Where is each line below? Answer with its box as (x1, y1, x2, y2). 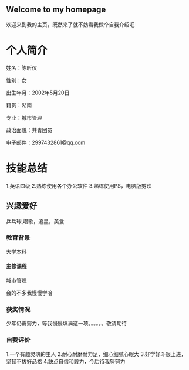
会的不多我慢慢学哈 (6, 290, 53, 296)
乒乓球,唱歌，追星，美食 (6, 218, 65, 225)
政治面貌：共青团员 (6, 126, 53, 134)
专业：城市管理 (6, 114, 42, 121)
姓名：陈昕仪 (6, 64, 37, 71)
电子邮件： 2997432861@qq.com (6, 139, 86, 146)
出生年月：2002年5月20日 (6, 89, 70, 96)
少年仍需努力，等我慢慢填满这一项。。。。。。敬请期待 (6, 320, 127, 327)
